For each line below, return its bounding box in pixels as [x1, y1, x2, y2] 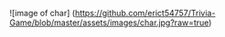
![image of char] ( [9, 8, 76, 18]
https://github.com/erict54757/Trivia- [74, 8, 216, 18]
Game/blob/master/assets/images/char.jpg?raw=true [9, 17, 209, 28]
